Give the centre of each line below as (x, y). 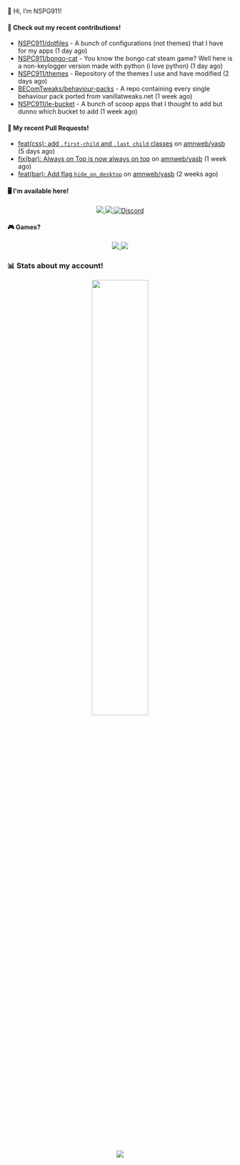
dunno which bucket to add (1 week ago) (77, 111)
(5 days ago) (36, 151)
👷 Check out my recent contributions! (64, 27)
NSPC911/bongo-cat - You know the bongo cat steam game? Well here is (125, 59)
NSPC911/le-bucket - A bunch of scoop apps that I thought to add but (120, 104)
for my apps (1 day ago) (52, 51)
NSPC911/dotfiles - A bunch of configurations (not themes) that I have (120, 44)
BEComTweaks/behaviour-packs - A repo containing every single (114, 89)
